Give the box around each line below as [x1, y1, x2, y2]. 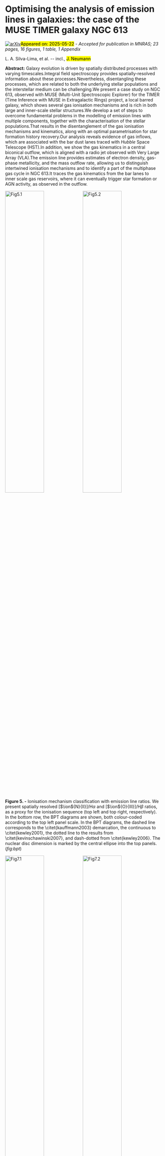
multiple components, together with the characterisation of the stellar [5, 118, 146, 124]
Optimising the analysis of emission [5, 3, 155, 15]
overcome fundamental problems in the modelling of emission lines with [5, 112, 151, 118]
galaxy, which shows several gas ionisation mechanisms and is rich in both [5, 102, 157, 108]
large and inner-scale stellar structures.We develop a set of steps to [5, 107, 143, 113]
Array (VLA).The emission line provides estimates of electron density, [5, 154, 146, 160]
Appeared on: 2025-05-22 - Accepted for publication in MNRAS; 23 [20, 41, 159, 47]
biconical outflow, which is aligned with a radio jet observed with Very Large [5, 149, 160, 155]
